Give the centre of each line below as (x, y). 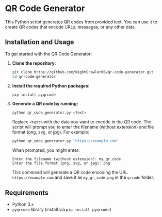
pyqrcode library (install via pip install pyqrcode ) (62, 209)
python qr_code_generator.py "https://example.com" (65, 141)
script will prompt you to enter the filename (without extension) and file (83, 127)
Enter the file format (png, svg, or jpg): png (61, 163)
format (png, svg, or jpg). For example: (51, 132)
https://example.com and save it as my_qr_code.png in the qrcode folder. (83, 177)
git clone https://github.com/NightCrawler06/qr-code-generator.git (83, 72)
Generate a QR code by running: (45, 104)
